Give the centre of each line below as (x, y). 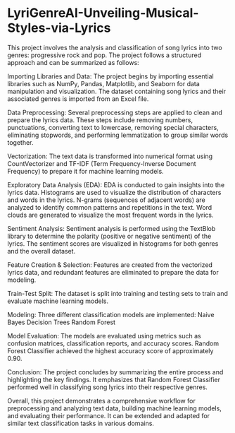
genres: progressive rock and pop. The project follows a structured (104, 55)
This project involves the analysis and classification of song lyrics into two (115, 47)
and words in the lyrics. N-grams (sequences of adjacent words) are (106, 200)
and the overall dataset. (42, 251)
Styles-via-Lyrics (59, 28)
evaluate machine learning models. (58, 301)
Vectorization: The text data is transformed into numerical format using (110, 156)
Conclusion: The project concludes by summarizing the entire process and (115, 372)
